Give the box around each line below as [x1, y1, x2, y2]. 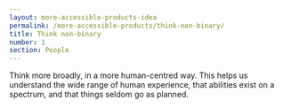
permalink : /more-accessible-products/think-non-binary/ [9, 21, 225, 30]
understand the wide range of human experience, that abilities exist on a [9, 80, 275, 90]
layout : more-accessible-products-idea [9, 12, 158, 22]
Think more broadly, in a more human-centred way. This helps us [9, 70, 248, 81]
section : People [9, 46, 69, 55]
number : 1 [9, 37, 46, 47]
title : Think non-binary [9, 29, 101, 38]
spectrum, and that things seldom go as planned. [9, 89, 190, 100]
